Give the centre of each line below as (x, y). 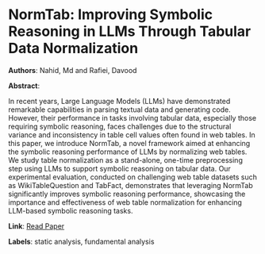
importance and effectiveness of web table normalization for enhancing (125, 202)
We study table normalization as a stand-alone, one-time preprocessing (126, 160)
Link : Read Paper (36, 226)
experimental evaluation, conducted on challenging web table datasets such (133, 177)
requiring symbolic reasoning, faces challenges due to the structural (120, 126)
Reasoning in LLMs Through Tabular (130, 31)
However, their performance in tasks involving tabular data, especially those (132, 117)
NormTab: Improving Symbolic (111, 15)
